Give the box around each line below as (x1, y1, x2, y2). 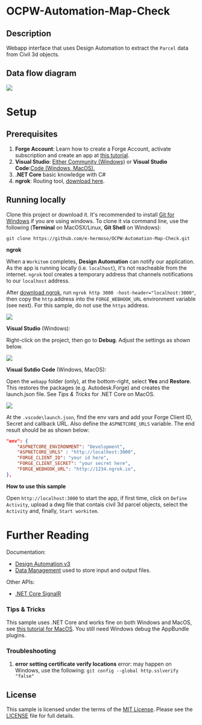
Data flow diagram (6, 68, 77, 79)
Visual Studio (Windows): (6, 325, 71, 332)
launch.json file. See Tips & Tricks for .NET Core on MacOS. (6, 390, 155, 397)
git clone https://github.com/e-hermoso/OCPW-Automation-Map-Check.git (6, 235, 190, 241)
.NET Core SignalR (14, 590, 62, 597)
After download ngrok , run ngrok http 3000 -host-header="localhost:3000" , (6, 288, 196, 296)
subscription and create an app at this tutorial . (14, 151, 130, 158)
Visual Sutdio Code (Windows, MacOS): (6, 366, 107, 373)
